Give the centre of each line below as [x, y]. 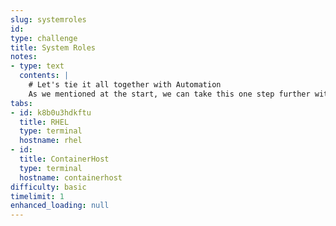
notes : [24, 57]
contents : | [44, 76]
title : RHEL [44, 122]
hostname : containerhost [71, 177]
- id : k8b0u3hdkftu [51, 112]
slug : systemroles [48, 19]
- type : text [37, 66]
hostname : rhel [51, 141]
